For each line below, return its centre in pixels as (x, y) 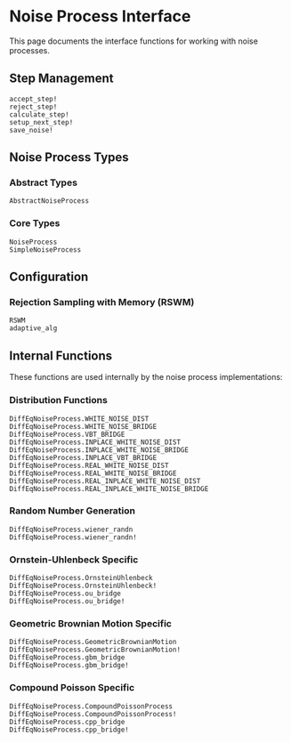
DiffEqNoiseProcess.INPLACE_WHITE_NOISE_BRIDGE (99, 450)
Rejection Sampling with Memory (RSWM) (102, 303)
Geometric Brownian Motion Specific (90, 624)
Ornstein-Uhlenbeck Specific (74, 560)
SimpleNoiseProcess (45, 250)
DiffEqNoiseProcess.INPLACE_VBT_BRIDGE (83, 457)
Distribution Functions (59, 400)
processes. (30, 50)
